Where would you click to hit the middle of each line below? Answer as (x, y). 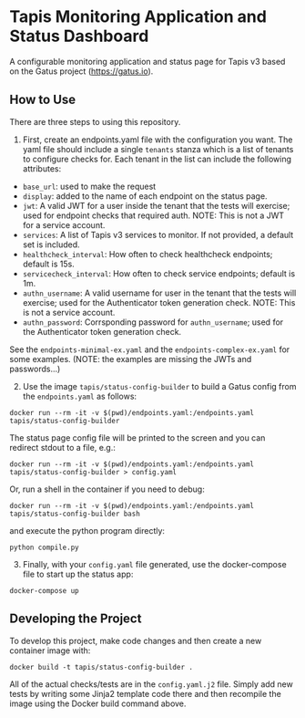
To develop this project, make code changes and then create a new (136, 640)
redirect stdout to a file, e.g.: (62, 447)
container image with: (50, 650)
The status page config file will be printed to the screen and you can (137, 437)
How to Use (43, 100)
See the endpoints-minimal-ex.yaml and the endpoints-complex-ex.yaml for (150, 349)
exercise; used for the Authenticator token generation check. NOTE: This (159, 302)
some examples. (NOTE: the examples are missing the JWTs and (131, 359)
